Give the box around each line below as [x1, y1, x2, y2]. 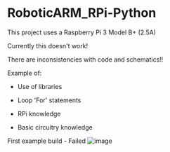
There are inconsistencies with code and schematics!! [7, 55, 164, 64]
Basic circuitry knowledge [17, 123, 93, 131]
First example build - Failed [7, 137, 86, 145]
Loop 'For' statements [17, 96, 81, 104]
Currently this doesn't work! [7, 41, 89, 50]
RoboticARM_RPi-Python [7, 5, 157, 21]
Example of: [7, 69, 42, 77]
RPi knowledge [17, 109, 61, 118]
